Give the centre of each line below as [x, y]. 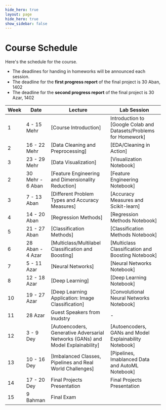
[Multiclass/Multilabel [76, 243]
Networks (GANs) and [77, 339]
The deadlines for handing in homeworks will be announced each [79, 71]
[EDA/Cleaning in [130, 145]
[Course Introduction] [76, 128]
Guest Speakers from [76, 312]
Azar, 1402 [23, 98]
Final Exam [64, 397]
